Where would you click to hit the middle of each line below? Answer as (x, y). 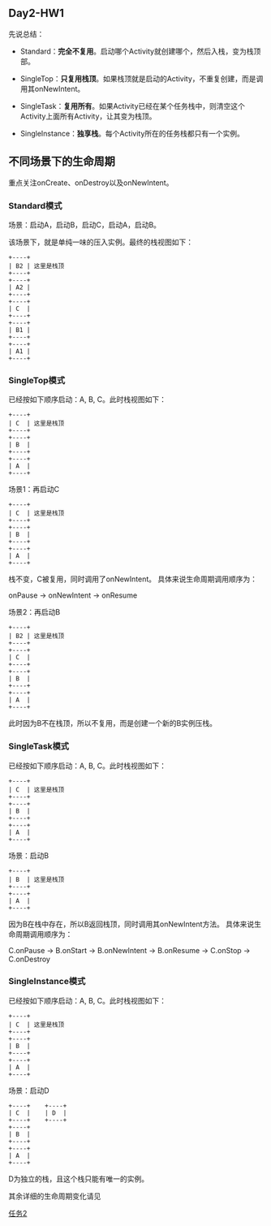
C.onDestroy (30, 959)
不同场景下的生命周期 (62, 162)
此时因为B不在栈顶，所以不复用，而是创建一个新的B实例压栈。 (113, 723)
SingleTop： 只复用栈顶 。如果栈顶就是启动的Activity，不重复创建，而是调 (142, 78)
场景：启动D (29, 1090)
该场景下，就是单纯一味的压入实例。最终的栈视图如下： (101, 242)
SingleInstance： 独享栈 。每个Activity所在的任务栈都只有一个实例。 (132, 133)
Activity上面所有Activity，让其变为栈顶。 (88, 116)
